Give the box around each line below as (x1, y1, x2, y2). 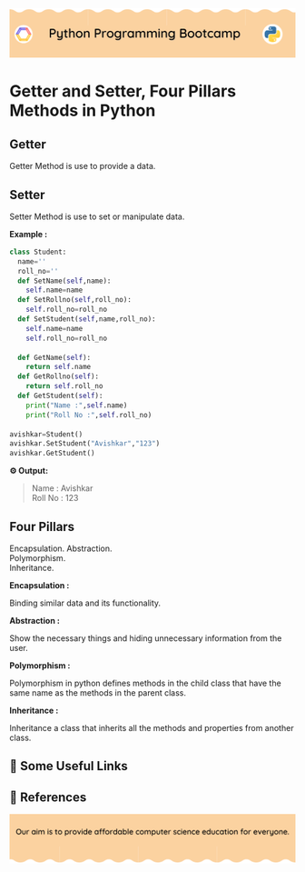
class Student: (9, 247, 67, 256)
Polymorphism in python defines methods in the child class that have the (9, 677, 281, 688)
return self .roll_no (25, 382, 103, 391)
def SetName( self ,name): (17, 276, 112, 286)
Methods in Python (9, 100, 156, 121)
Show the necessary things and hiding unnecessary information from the (9, 632, 282, 644)
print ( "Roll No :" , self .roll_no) (25, 410, 152, 419)
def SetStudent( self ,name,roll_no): (17, 315, 156, 324)
